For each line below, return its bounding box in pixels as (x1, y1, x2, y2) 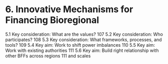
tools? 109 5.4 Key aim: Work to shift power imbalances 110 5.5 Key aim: (5, 42, 155, 48)
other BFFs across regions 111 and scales (5, 52, 91, 59)
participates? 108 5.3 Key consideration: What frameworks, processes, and (5, 37, 162, 43)
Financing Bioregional (5, 14, 99, 26)
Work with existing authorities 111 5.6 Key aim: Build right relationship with (5, 47, 159, 53)
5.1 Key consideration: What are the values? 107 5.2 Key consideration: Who (5, 31, 163, 37)
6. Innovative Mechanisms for (5, 4, 133, 15)
